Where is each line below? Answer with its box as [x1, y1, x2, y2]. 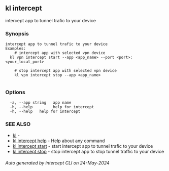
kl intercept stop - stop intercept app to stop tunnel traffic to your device [12, 148, 164, 154]
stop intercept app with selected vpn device [18, 68, 117, 73]
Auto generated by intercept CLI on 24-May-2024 [5, 160, 110, 166]
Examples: [5, 46, 26, 51]
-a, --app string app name [10, 100, 72, 105]
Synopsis [5, 30, 29, 37]
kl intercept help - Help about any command [12, 138, 105, 144]
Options [5, 89, 25, 96]
